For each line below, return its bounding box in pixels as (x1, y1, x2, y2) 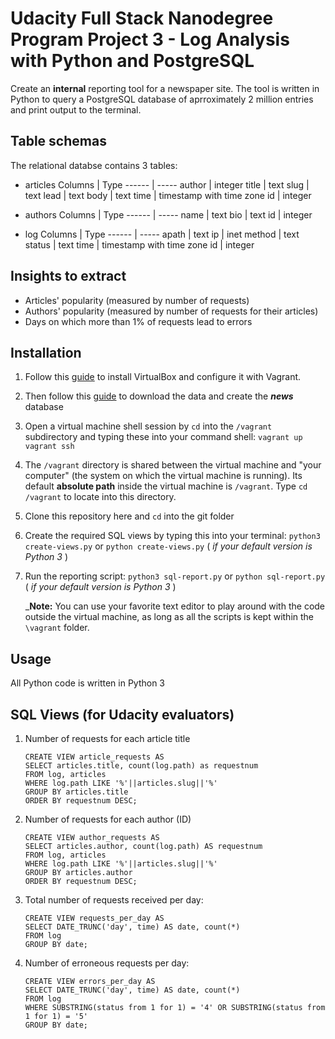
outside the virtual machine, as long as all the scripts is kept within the (24, 611, 315, 623)
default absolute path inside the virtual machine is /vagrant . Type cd (24, 480, 308, 492)
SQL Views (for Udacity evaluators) (10, 706, 235, 723)
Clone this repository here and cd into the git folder (24, 510, 235, 522)
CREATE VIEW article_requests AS (24, 752, 165, 762)
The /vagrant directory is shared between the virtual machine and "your (24, 459, 322, 471)
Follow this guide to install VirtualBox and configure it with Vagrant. (24, 371, 302, 383)
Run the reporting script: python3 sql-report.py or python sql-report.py (24, 570, 326, 582)
